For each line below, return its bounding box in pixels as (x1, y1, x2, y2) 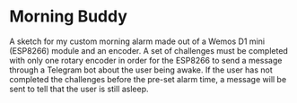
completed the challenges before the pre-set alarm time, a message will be (9, 73, 287, 84)
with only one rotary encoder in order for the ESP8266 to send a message (9, 55, 283, 65)
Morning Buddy (9, 6, 128, 27)
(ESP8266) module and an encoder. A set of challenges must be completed (9, 45, 289, 56)
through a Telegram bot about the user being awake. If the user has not (9, 64, 274, 75)
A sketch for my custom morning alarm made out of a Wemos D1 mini (9, 36, 266, 47)
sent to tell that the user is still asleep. (9, 83, 150, 94)
